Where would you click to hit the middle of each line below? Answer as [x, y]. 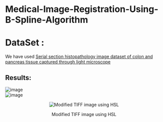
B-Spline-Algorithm [47, 20]
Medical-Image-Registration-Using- [82, 9]
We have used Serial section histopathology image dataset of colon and [79, 56]
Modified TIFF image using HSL [84, 114]
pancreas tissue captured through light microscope [58, 62]
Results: [18, 78]
